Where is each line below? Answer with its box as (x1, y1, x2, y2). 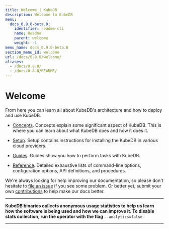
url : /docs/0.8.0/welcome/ (5, 54, 62, 60)
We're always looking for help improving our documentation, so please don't (5, 177, 163, 184)
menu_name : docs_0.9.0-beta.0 (5, 45, 69, 50)
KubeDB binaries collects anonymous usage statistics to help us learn (5, 203, 154, 209)
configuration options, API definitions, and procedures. (12, 167, 127, 173)
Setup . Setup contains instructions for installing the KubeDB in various (12, 137, 158, 143)
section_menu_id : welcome (5, 50, 59, 55)
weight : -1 (14, 40, 37, 45)
